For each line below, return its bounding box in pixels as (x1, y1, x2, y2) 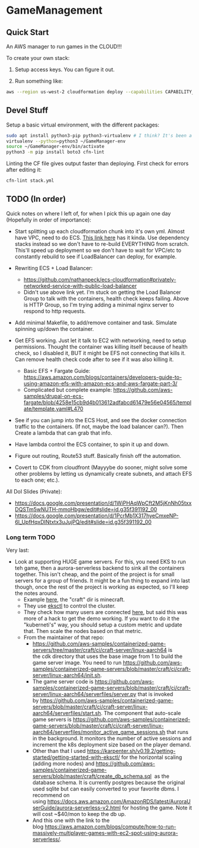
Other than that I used (32, 748, 86, 755)
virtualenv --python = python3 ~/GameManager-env (6, 138, 126, 144)
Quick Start (6, 27, 49, 37)
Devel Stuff (6, 105, 49, 116)
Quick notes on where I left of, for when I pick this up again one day (6, 210, 171, 217)
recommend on (32, 792, 70, 799)
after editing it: (6, 166, 42, 173)
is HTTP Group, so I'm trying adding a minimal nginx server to (23, 301, 175, 308)
